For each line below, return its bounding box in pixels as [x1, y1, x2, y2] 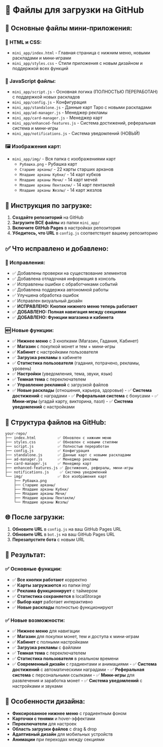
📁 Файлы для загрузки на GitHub [5, 4, 144, 16]
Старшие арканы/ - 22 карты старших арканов [19, 166, 114, 172]
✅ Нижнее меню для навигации [12, 628, 80, 634]
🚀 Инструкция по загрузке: [5, 201, 92, 210]
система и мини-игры [12, 125, 58, 131]
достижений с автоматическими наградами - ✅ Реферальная [12, 667, 144, 672]
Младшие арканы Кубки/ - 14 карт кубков [19, 172, 101, 178]
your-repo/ [5, 431, 27, 436]
